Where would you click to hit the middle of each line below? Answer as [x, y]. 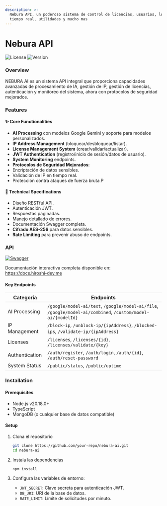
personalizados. [29, 138]
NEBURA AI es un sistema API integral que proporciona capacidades [75, 81]
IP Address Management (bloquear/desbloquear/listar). [70, 143]
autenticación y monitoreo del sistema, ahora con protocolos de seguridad [81, 91]
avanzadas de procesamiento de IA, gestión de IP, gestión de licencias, [78, 86]
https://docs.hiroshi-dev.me [34, 273]
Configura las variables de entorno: [48, 478]
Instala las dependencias [38, 460]
